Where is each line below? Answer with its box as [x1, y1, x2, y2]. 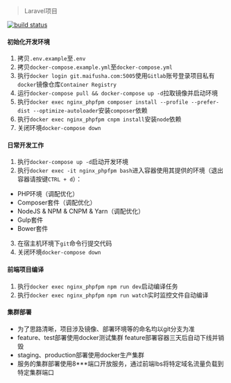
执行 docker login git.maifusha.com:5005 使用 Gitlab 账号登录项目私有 [17, 72, 215, 80]
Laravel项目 [24, 7, 58, 15]
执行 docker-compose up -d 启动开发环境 [17, 158, 128, 166]
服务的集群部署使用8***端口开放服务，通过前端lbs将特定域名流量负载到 [17, 359, 224, 368]
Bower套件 [17, 225, 49, 233]
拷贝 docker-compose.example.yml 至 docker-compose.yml [17, 63, 173, 72]
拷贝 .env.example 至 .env [17, 54, 86, 63]
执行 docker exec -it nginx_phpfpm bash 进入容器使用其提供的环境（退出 [17, 166, 224, 174]
